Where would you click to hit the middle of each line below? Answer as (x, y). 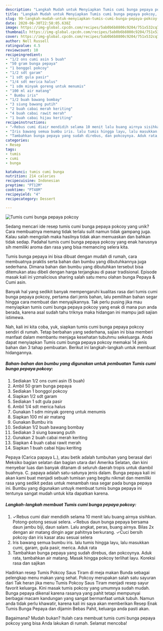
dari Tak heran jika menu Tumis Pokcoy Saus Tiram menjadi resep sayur (77, 583)
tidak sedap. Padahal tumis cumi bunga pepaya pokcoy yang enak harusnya (81, 242)
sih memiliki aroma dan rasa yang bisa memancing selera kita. (67, 247)
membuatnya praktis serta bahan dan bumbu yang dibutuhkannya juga (76, 261)
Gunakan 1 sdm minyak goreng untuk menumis (59, 412)
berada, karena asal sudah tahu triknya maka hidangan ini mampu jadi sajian (81, 312)
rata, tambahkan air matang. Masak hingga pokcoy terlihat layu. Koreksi (84, 558)
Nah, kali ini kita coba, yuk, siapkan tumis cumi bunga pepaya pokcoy (75, 327)
